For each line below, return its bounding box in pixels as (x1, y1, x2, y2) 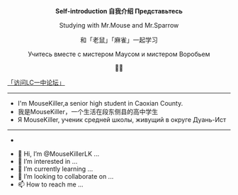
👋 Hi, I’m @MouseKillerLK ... (17, 150, 100, 158)
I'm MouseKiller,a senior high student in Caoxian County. (17, 99, 183, 107)
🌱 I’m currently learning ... (17, 165, 93, 173)
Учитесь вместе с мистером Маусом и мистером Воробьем (28, 50, 210, 58)
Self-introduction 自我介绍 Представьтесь (55, 7, 183, 15)
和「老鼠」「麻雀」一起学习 (80, 35, 158, 44)
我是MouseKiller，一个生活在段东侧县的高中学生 (17, 108, 158, 116)
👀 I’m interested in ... (17, 157, 78, 165)
